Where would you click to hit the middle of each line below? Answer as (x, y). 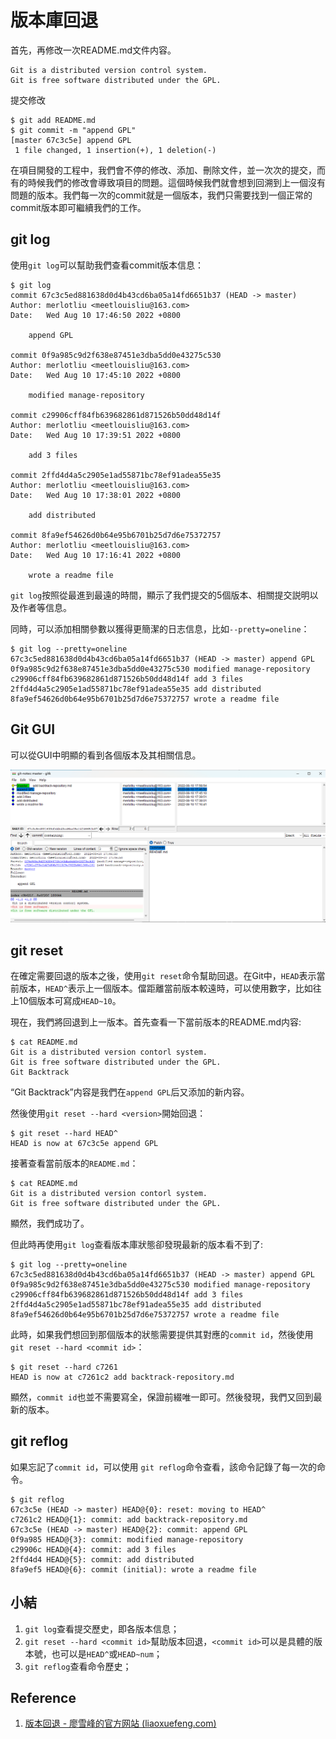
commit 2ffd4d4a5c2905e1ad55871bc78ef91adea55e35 (116, 475)
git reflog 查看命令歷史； (78, 1666)
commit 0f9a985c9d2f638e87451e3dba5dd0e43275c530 (116, 355)
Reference (43, 1698)
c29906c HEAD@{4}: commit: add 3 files (93, 1549)
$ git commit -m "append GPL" (73, 130)
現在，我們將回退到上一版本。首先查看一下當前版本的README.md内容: (156, 1022)
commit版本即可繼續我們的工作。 (78, 207)
